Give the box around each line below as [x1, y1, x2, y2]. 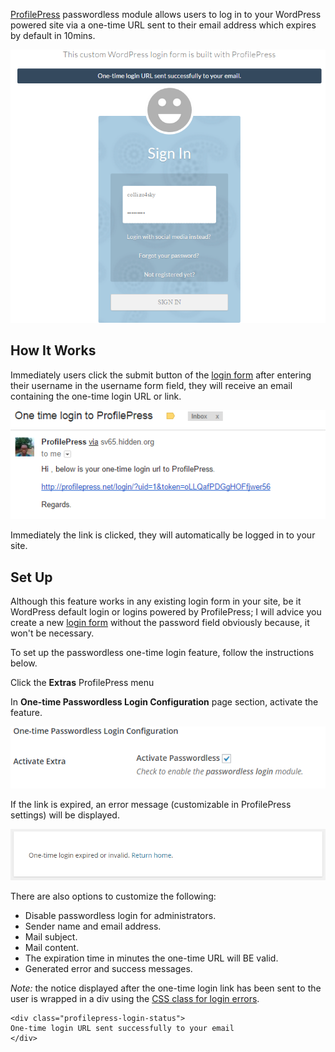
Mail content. [24, 942, 80, 954]
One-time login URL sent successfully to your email [10, 1024, 235, 1034]
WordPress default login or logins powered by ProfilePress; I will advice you [10, 606, 322, 618]
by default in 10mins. [10, 30, 96, 41]
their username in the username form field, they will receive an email [10, 379, 293, 391]
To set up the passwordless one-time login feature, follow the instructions [10, 647, 315, 659]
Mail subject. [24, 931, 78, 943]
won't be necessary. [10, 627, 95, 639]
